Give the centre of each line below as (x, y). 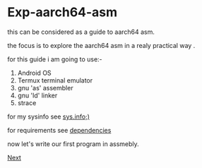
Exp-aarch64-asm (63, 12)
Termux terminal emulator (55, 80)
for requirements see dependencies (59, 130)
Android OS (34, 73)
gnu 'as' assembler (45, 88)
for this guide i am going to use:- (55, 59)
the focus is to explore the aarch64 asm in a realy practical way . (101, 45)
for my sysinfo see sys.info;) (49, 116)
